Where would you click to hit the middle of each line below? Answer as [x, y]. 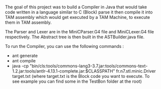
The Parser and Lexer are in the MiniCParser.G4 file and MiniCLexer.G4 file [80, 32]
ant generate [25, 56]
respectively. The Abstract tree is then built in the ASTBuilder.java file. [75, 37]
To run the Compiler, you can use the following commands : [64, 46]
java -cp [20, 66]
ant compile [24, 61]
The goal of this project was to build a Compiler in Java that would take [76, 7]
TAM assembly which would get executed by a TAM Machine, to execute [78, 17]
